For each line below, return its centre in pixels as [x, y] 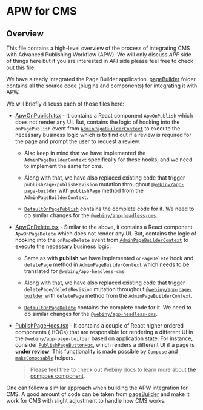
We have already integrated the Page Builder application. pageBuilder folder [101, 79]
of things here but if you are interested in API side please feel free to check [100, 61]
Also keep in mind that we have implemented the [85, 153]
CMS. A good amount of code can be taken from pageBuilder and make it [98, 394]
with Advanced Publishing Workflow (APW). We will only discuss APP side [99, 55]
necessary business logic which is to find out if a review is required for [103, 135]
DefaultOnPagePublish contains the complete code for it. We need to [109, 209]
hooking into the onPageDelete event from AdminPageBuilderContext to [102, 240]
